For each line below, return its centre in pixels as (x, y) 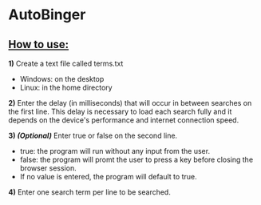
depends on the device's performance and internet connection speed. (124, 120)
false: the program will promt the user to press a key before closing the (136, 159)
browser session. (48, 168)
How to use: (39, 44)
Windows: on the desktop (62, 79)
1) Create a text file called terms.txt (66, 63)
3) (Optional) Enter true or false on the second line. (93, 135)
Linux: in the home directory (66, 87)
